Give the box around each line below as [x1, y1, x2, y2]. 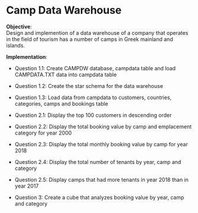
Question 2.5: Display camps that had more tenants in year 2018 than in [14, 176, 189, 183]
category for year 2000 [14, 129, 72, 136]
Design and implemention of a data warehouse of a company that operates [6, 29, 189, 36]
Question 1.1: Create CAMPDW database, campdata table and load [14, 64, 176, 71]
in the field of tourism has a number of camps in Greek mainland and [6, 35, 173, 42]
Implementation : [6, 53, 48, 60]
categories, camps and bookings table [14, 100, 108, 107]
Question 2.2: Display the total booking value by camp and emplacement [14, 123, 192, 130]
